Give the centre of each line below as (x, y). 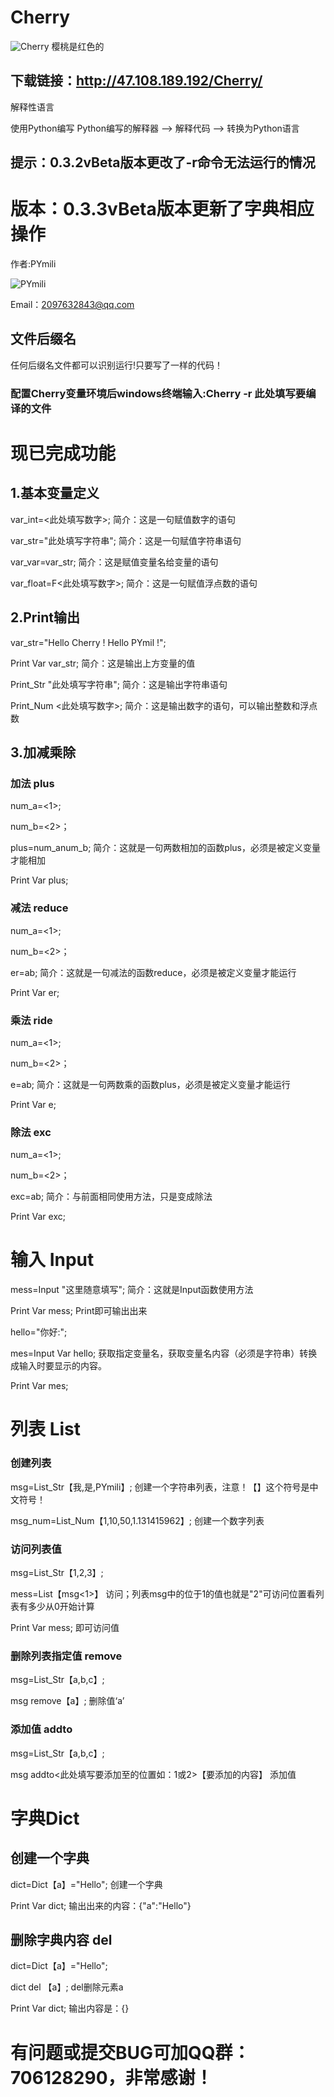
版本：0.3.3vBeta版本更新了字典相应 (162, 209)
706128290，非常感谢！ (111, 2077)
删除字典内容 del (61, 1939)
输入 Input (52, 1260)
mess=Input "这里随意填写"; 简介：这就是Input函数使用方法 (132, 1290)
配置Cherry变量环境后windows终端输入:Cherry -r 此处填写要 (158, 393)
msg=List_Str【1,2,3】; (57, 1572)
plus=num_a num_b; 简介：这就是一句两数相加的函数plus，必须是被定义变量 (165, 848)
